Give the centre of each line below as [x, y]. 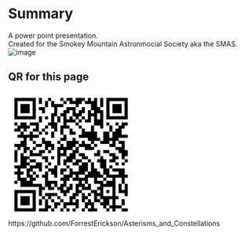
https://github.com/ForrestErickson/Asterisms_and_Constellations [114, 223]
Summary [40, 14]
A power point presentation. [53, 35]
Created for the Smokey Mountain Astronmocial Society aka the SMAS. [123, 43]
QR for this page [49, 77]
